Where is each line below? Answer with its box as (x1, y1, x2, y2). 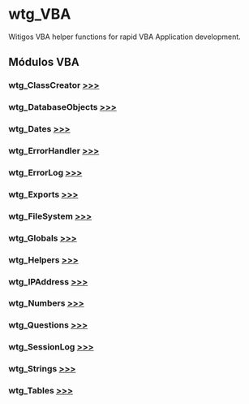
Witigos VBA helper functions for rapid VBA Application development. (8, 32, 241, 41)
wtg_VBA (8, 5, 71, 24)
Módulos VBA (8, 55, 79, 69)
